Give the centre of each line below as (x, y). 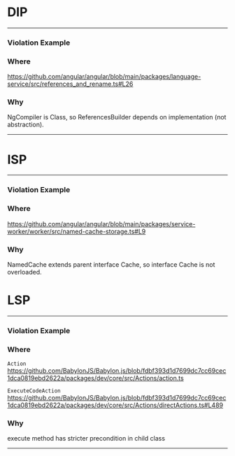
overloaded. (24, 272)
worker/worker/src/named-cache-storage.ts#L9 (77, 231)
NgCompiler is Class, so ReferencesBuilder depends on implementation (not (117, 117)
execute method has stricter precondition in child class (86, 439)
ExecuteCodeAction (34, 391)
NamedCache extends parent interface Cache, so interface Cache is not (111, 264)
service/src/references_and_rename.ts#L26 (70, 84)
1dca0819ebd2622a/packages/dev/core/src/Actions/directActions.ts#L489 (115, 405)
